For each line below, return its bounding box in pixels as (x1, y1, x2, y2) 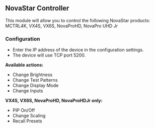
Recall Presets (12, 118, 43, 124)
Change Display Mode (12, 83, 59, 89)
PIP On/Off (12, 107, 35, 113)
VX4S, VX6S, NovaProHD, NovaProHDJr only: (5, 98, 103, 104)
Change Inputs (12, 88, 43, 94)
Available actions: (5, 62, 44, 68)
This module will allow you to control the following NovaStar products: (5, 17, 150, 23)
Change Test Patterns (12, 77, 58, 83)
